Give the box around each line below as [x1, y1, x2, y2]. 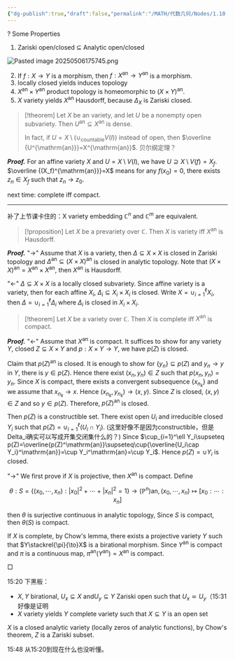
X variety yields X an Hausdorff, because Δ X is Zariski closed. [17, 94, 192, 106]
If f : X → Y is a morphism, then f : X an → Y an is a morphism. [17, 70, 192, 80]
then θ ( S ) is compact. [7, 519, 70, 527]
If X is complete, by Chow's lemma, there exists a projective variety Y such [7, 532, 223, 540]
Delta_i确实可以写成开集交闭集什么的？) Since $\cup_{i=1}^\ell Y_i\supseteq [7, 433, 225, 441]
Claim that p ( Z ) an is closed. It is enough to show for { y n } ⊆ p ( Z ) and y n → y [7, 358, 224, 370]
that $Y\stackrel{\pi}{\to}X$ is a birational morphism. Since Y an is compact [7, 540, 222, 549]
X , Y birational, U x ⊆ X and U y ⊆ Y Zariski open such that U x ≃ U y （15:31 [17, 592, 227, 602]
